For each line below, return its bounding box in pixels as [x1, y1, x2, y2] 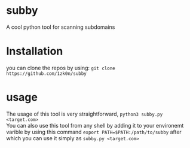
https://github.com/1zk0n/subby [6, 70, 87, 77]
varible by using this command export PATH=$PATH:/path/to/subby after [6, 128, 182, 135]
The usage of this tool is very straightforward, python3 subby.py [6, 110, 163, 117]
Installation [6, 44, 63, 58]
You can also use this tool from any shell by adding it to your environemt [6, 122, 184, 129]
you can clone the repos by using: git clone [6, 64, 115, 71]
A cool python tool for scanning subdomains [6, 23, 115, 31]
